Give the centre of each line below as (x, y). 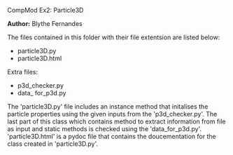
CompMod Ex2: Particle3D (45, 10)
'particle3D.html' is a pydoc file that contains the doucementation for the (112, 136)
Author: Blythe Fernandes (45, 23)
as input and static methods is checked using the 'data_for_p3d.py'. (104, 129)
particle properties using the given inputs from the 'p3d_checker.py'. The (112, 114)
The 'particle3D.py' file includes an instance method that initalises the (108, 107)
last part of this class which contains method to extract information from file (116, 121)
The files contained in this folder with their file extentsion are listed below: (114, 37)
